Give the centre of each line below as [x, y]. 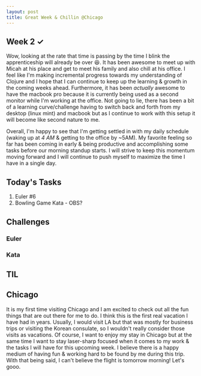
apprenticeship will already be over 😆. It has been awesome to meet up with [101, 62]
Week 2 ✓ [25, 42]
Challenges [28, 222]
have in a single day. [31, 163]
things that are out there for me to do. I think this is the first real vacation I [97, 315]
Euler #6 [25, 197]
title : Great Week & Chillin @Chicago [55, 17]
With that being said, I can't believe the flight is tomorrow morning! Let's [95, 360]
